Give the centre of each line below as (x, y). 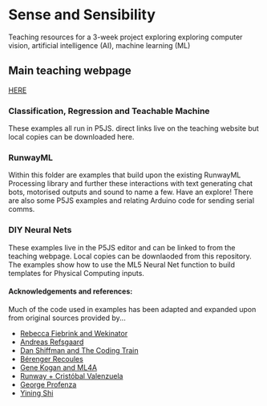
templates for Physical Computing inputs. (76, 273)
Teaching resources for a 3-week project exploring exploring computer (125, 37)
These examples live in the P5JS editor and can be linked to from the (122, 247)
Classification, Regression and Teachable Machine (109, 111)
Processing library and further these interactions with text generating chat (131, 184)
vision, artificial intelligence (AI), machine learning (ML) (99, 45)
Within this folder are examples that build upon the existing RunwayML (125, 175)
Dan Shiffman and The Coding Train (79, 350)
